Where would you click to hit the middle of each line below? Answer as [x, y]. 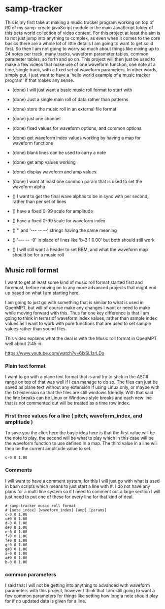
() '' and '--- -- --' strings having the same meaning [65, 230]
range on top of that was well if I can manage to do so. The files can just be [82, 382]
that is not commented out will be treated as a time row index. [68, 403]
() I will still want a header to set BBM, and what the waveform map [80, 249]
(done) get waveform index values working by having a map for [77, 138]
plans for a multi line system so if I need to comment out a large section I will [83, 491]
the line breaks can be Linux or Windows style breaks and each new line [79, 398]
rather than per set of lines [39, 202]
